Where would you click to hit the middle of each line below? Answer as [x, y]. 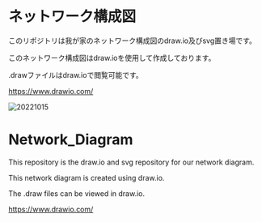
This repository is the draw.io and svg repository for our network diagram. [131, 162]
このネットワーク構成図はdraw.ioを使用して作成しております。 [112, 58]
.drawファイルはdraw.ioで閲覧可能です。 [76, 75]
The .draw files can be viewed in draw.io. [77, 193]
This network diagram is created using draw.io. [87, 177]
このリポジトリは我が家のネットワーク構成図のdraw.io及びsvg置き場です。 [133, 41]
